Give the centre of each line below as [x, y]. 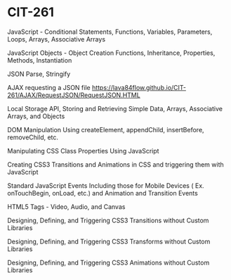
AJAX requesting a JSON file [49, 87]
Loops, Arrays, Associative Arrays [57, 39]
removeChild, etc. [33, 137]
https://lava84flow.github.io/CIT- [139, 87]
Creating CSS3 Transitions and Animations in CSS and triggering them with [116, 164]
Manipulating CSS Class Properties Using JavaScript [83, 151]
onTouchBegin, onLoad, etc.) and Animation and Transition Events [103, 193]
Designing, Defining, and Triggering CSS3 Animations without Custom [108, 262]
